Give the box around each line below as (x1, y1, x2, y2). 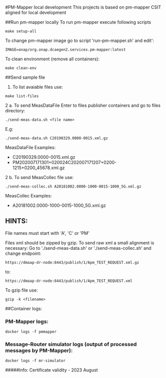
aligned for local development (5, 9, 66, 15)
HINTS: (5, 217, 28, 225)
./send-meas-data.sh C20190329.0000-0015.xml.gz (5, 136, 108, 141)
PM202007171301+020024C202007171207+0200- (12, 160, 117, 165)
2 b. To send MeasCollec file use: (5, 175, 74, 180)
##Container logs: (5, 305, 42, 311)
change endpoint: (5, 250, 41, 256)
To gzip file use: (5, 287, 38, 293)
